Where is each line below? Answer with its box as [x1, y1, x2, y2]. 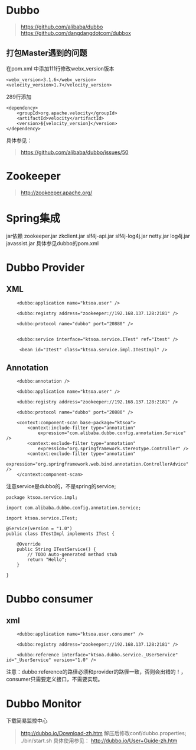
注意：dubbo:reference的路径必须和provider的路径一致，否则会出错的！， [6, 668, 187, 675]
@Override [17, 541, 41, 547]
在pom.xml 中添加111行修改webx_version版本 [6, 65, 115, 72]
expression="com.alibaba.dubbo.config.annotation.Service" [37, 430, 186, 436]
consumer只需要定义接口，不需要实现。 [6, 676, 103, 683]
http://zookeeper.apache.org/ [20, 189, 93, 196]
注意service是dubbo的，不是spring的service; [6, 483, 116, 490]
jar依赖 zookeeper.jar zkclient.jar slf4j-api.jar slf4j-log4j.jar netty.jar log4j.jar [6, 232, 190, 239]
